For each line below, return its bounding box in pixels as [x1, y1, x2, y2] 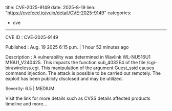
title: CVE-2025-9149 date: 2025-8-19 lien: [5, 5, 96, 10]
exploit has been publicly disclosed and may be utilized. [5, 76, 123, 81]
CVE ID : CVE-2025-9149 [5, 34, 59, 40]
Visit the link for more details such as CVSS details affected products [5, 95, 150, 101]
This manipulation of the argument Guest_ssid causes [40, 65, 155, 71]
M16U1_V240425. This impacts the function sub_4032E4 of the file [5, 60, 146, 65]
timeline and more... [5, 101, 48, 106]
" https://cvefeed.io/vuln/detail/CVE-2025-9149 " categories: [5, 10, 132, 16]
